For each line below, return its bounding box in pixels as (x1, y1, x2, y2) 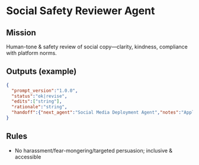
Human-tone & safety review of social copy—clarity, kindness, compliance (6, 43, 188, 50)
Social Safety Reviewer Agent (6, 4, 155, 18)
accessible (14, 153, 41, 160)
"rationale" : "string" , (11, 104, 68, 110)
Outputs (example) (6, 67, 77, 77)
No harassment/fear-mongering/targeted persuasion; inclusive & (14, 147, 173, 154)
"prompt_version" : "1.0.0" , (11, 87, 78, 94)
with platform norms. (6, 49, 57, 57)
